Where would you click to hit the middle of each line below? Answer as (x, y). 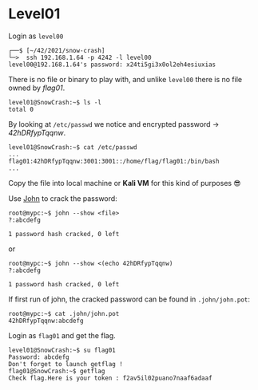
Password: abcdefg (39, 357)
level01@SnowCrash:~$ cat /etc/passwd (73, 147)
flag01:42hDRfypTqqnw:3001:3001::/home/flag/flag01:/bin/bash (114, 161)
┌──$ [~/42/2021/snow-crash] (57, 50)
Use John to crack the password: (63, 198)
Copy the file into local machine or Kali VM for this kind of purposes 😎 (125, 183)
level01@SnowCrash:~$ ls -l (55, 102)
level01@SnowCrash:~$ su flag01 (62, 350)
